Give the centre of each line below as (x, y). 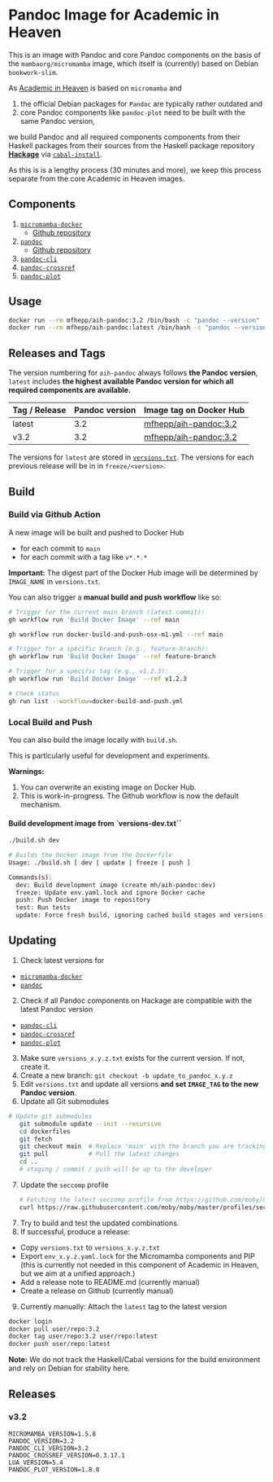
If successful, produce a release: (75, 1231)
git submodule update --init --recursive (90, 1124)
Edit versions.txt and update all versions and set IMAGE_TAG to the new (139, 1084)
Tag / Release (39, 411)
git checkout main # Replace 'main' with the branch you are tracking (143, 1146)
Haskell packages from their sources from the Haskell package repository (132, 145)
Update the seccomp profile (64, 1185)
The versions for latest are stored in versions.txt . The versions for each (131, 457)
